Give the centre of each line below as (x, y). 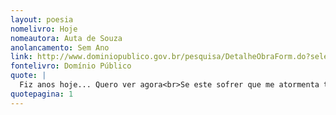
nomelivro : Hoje (44, 29)
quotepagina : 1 (42, 94)
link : (21, 57)
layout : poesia (42, 19)
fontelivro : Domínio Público (71, 66)
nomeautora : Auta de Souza (66, 38)
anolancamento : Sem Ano (60, 47)
